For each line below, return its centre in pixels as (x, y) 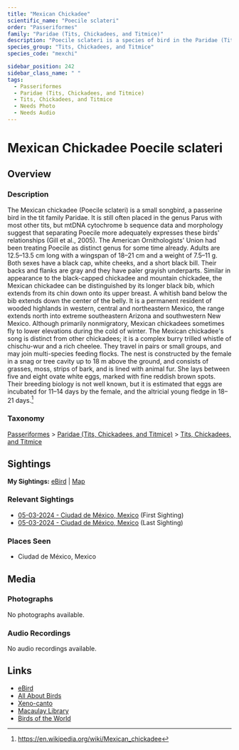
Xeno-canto (35, 703)
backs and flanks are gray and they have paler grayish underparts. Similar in (119, 270)
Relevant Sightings (41, 500)
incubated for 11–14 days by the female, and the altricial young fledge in (112, 391)
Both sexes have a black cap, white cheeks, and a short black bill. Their (112, 263)
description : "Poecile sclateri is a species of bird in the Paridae (113, 41)
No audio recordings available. (52, 649)
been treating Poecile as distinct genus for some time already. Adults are (114, 248)
